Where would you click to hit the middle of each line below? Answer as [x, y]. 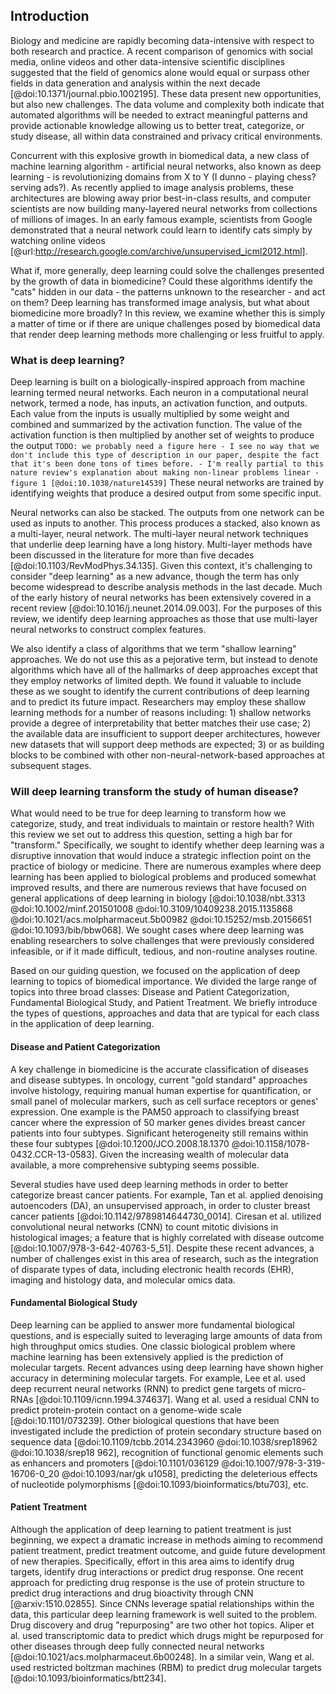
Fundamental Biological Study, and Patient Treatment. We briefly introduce [164, 1003]
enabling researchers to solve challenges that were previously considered [162, 941]
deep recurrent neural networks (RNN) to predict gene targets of [143, 1388]
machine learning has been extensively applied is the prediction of [147, 1356]
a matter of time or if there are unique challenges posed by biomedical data [165, 323]
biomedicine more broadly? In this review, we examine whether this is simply [168, 313]
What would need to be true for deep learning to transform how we [148, 813]
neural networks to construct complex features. [108, 630]
